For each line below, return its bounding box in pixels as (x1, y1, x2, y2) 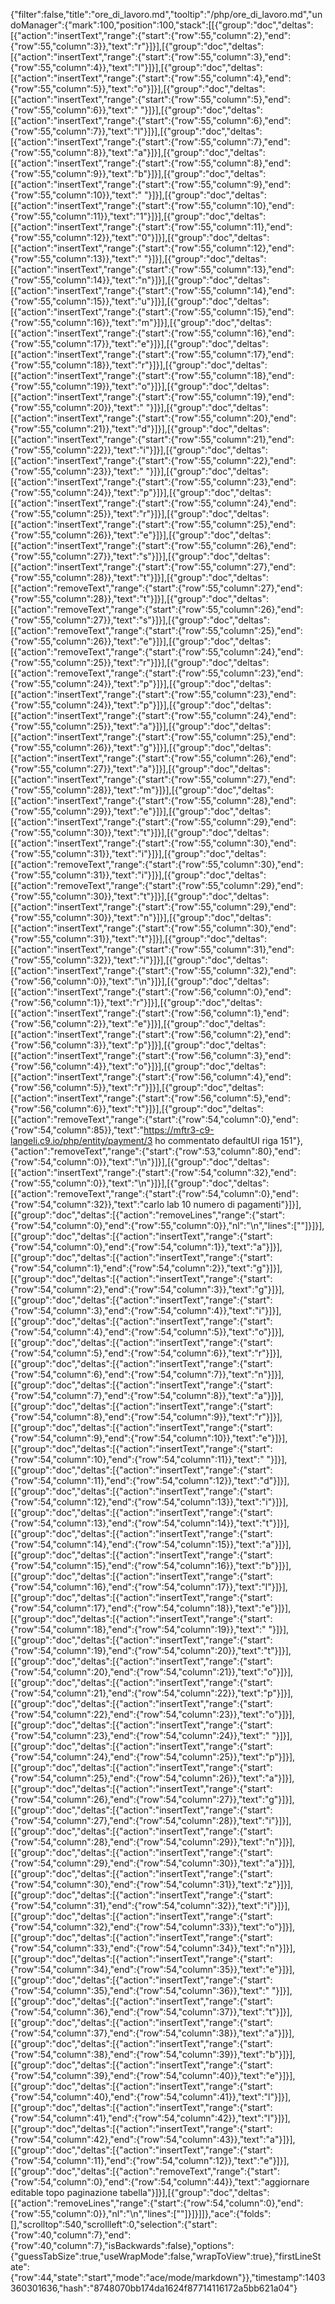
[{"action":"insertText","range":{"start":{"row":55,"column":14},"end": (10, 285, 295, 296)
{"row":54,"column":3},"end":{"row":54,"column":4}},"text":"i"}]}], (10, 1305, 282, 1316)
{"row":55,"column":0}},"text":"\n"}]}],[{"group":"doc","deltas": (10, 1177, 270, 1189)
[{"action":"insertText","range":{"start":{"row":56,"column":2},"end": (10, 1029, 292, 1040)
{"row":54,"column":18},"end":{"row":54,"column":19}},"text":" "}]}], (10, 1624, 290, 1635)
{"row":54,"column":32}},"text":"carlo (10, 1199, 165, 1210)
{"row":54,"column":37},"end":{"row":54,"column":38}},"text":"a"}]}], (10, 2027, 295, 2039)
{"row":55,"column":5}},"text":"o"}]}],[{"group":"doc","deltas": (10, 83, 266, 94)
